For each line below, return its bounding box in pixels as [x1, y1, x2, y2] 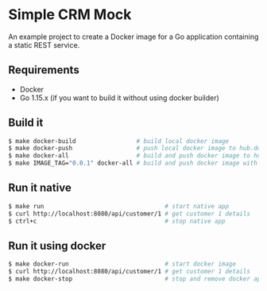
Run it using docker [8, 239, 106, 252]
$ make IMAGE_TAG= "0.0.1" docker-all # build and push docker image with [8, 159, 258, 168]
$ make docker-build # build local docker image [8, 137, 229, 145]
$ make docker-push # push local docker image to [8, 145, 237, 153]
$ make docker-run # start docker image [8, 260, 237, 268]
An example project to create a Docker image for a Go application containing [8, 32, 259, 41]
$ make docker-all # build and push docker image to [8, 152, 250, 160]
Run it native [8, 181, 72, 195]
